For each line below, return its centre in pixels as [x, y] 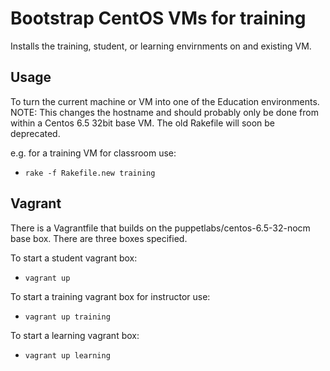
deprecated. [35, 133]
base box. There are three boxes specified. [99, 238]
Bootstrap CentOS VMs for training [158, 18]
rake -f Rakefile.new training [90, 173]
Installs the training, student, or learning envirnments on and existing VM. [161, 46]
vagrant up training [67, 317]
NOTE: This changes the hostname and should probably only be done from [164, 112]
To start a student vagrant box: [74, 258]
